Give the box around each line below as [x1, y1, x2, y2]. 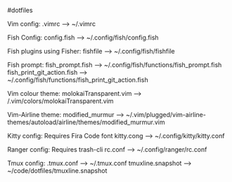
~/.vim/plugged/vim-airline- [125, 111, 206, 119]
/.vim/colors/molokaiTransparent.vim [7, 97, 114, 105]
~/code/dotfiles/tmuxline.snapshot [7, 166, 108, 175]
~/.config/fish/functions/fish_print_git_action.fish [7, 75, 149, 84]
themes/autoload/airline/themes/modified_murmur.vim [7, 118, 165, 126]
